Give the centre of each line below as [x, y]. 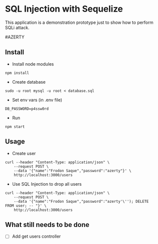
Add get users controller [36, 236]
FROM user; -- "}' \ [26, 206]
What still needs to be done [47, 225]
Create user [24, 153]
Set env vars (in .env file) [37, 100]
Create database [29, 82]
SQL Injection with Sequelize [64, 9]
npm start [15, 127]
